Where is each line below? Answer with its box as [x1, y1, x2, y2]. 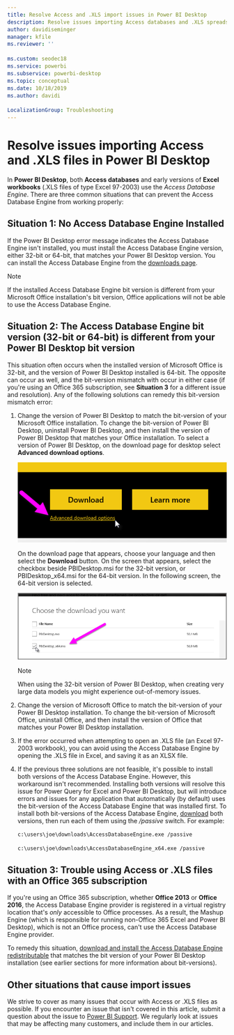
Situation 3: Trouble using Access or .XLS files [7, 864, 213, 876]
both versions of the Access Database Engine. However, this [17, 772, 192, 781]
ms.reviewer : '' [7, 40, 54, 48]
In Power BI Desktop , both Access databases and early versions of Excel [7, 175, 219, 184]
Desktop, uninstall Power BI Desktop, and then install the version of [17, 426, 210, 435]
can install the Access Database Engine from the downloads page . [7, 258, 198, 267]
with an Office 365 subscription [7, 875, 148, 887]
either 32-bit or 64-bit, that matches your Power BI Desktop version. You [7, 251, 216, 259]
